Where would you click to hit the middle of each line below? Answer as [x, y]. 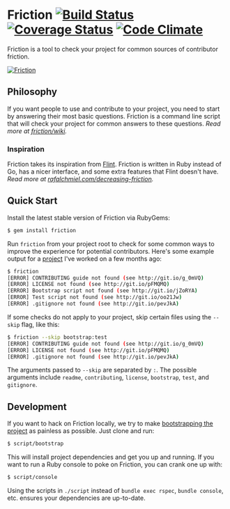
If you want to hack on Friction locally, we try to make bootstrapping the [110, 424]
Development [37, 407]
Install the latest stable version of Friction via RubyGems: [89, 218]
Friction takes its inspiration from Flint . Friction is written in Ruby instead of [114, 165]
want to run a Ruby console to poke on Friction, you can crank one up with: [115, 464]
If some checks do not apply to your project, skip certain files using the [109, 317]
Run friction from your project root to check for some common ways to [111, 243]
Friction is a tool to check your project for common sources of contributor [113, 49]
